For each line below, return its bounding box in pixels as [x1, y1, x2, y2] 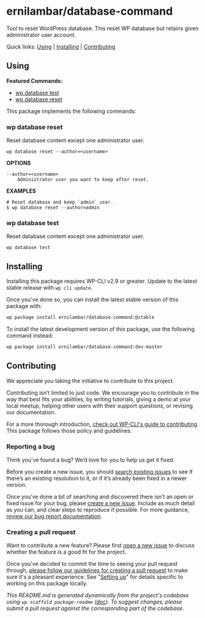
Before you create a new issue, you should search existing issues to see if [6, 468, 193, 476]
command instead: [6, 332, 53, 339]
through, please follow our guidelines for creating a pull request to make [6, 566, 188, 574]
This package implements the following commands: [6, 107, 136, 115]
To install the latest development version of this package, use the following [6, 325, 195, 333]
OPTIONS [6, 160, 31, 167]
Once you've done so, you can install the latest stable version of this [6, 296, 179, 303]
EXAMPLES [6, 187, 36, 195]
